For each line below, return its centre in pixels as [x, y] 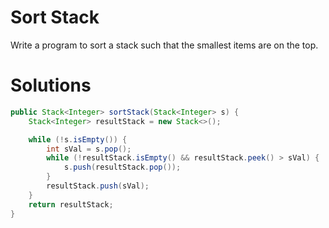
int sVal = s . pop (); [89, 149]
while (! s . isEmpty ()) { [78, 139]
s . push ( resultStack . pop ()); [122, 167]
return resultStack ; [71, 204]
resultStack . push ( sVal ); [98, 186]
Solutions [51, 85]
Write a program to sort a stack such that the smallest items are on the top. [164, 45]
